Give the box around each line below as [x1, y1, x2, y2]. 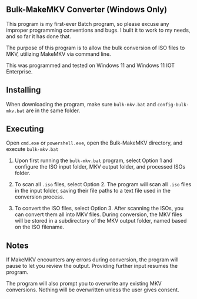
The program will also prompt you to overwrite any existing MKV [6, 280, 162, 287]
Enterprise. [6, 68, 33, 75]
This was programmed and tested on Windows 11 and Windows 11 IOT [6, 62, 175, 69]
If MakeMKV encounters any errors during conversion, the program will [6, 256, 179, 263]
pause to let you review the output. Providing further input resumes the [6, 263, 178, 270]
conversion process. [14, 193, 65, 200]
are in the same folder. [26, 107, 81, 114]
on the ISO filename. [14, 223, 65, 231]
